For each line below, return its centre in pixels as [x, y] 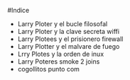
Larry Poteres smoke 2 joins [59, 62]
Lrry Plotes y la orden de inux [61, 54]
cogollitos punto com [49, 69]
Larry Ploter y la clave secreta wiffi [68, 32]
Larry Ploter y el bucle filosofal [63, 24]
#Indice [18, 10]
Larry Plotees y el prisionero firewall [70, 39]
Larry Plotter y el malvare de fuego [69, 46]
